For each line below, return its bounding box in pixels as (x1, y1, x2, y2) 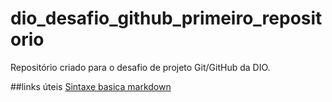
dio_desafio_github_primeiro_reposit (10, 7, 323, 30)
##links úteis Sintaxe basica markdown (10, 80, 172, 92)
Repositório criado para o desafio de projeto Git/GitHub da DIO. (10, 61, 271, 73)
